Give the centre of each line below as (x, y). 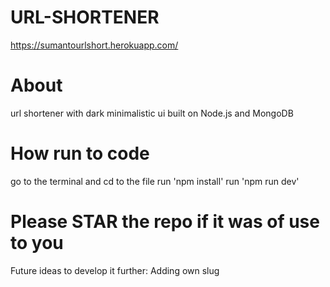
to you (37, 243)
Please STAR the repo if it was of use (165, 222)
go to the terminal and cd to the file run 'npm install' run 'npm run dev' (155, 181)
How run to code (80, 153)
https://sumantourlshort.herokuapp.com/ (94, 45)
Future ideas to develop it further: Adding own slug (115, 270)
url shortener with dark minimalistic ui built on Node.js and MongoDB (152, 113)
